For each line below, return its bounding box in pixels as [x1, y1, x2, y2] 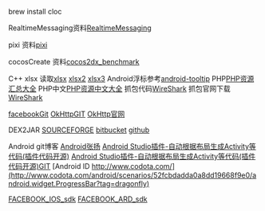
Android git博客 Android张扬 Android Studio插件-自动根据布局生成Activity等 [8, 142, 257, 150]
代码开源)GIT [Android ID [8, 162, 90, 170]
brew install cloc [8, 7, 62, 16]
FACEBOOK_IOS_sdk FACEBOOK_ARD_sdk [8, 194, 148, 204]
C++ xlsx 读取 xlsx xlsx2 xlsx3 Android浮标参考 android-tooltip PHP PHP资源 [8, 74, 255, 83]
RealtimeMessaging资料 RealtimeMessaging [8, 23, 152, 33]
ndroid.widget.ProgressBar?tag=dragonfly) [8, 179, 150, 188]
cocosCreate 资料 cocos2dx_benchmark [8, 57, 140, 66]
